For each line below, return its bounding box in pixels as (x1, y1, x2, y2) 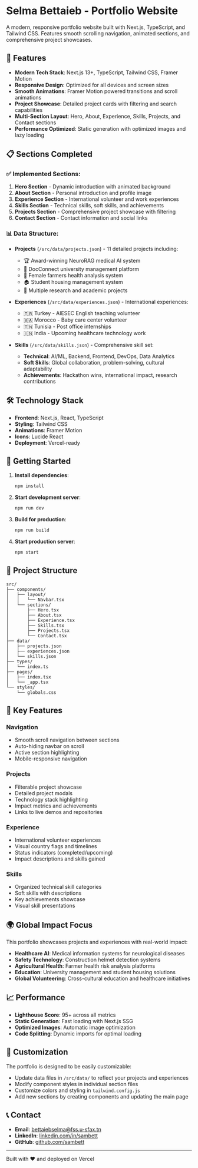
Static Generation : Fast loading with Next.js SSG (14, 1017, 134, 1024)
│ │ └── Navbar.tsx (6, 597, 65, 603)
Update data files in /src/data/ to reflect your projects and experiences (14, 1074, 189, 1081)
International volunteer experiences (14, 836, 101, 843)
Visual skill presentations (14, 902, 75, 909)
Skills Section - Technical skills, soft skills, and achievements (14, 202, 164, 209)
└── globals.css (16, 689, 57, 696)
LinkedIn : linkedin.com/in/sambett (14, 1132, 98, 1139)
